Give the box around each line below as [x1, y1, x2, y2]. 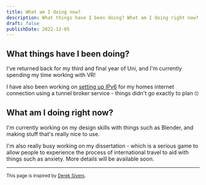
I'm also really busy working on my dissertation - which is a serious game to [6, 142, 199, 150]
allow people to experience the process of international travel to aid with [6, 148, 189, 156]
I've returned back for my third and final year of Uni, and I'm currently [6, 65, 182, 72]
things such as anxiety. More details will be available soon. [6, 155, 154, 162]
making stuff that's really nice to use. [6, 130, 100, 137]
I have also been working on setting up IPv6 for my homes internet [6, 83, 175, 90]
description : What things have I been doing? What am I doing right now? [6, 15, 199, 21]
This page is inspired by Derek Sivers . [6, 172, 86, 179]
